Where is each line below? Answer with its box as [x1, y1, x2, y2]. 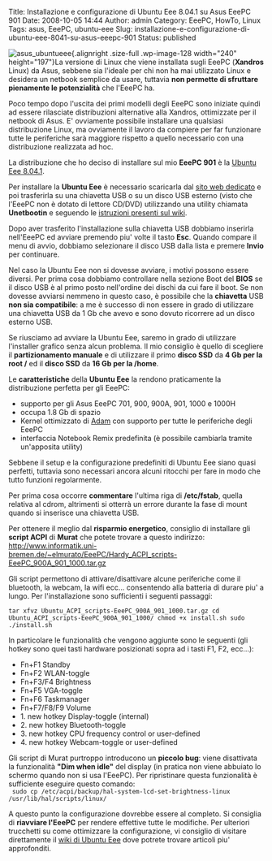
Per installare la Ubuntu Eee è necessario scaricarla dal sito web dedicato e [8, 182, 261, 192]
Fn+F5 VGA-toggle [19, 686, 84, 695]
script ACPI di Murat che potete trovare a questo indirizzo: [8, 532, 205, 542]
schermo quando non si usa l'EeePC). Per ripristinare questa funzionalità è [8, 771, 258, 780]
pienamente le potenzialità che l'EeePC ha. [8, 83, 155, 93]
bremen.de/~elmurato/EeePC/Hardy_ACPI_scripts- [8, 550, 178, 559]
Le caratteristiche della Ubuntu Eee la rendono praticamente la [8, 374, 222, 384]
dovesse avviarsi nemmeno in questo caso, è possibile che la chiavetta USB [8, 292, 264, 301]
